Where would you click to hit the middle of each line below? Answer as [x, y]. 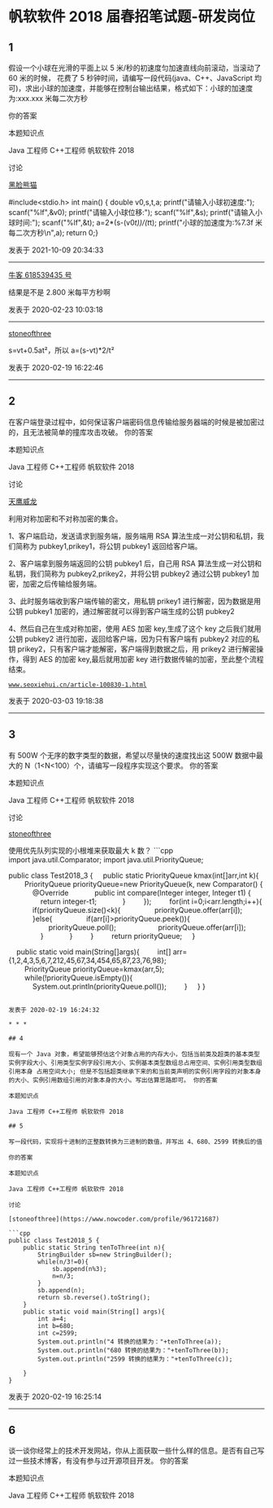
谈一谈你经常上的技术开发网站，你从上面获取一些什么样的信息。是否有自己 [133, 1451]
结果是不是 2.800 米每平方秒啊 [60, 292]
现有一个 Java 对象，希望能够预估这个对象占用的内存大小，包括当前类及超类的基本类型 [134, 1054]
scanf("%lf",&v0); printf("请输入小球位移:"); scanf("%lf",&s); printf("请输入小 [135, 212]
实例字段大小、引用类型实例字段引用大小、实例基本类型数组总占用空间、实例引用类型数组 [135, 1063]
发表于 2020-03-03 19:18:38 [56, 700]
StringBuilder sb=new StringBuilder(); [105, 1255]
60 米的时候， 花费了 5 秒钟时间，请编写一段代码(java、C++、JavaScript [131, 78]
